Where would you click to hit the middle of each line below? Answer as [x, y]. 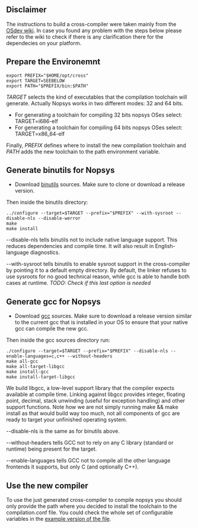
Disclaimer [26, 10]
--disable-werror [59, 219]
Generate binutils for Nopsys [60, 170]
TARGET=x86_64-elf [40, 134]
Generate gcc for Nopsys [53, 302]
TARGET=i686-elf [36, 121]
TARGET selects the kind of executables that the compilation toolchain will [97, 97]
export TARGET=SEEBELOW [36, 81]
